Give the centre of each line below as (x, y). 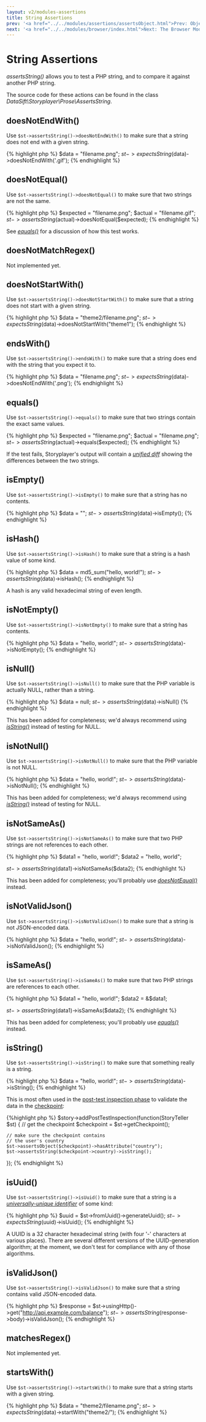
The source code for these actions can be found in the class (82, 95)
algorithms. (21, 1254)
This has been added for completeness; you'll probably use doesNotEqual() (102, 880)
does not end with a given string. (48, 142)
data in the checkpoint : (35, 1106)
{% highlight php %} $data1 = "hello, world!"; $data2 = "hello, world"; (94, 856)
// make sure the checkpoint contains (56, 1136)
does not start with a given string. (49, 306)
